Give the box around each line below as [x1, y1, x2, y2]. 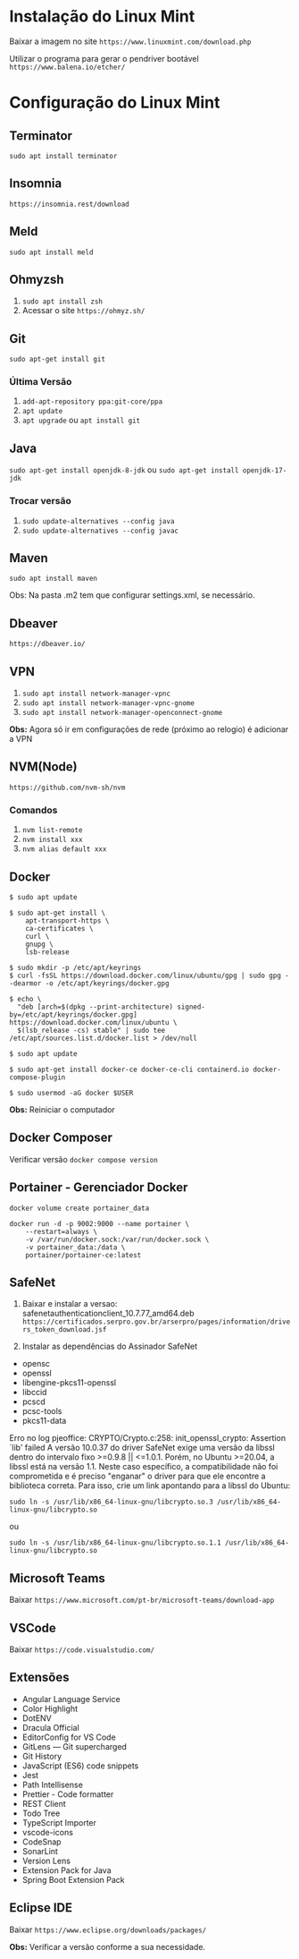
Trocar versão [9, 495, 71, 507]
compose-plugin [9, 1072, 66, 1082]
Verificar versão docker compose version [9, 1154, 158, 1164]
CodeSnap [21, 1836, 62, 1847]
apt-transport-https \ [25, 916, 110, 925]
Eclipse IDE [9, 1900, 73, 1916]
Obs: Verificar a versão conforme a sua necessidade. [9, 1941, 206, 1952]
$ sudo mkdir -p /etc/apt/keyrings [9, 963, 142, 972]
